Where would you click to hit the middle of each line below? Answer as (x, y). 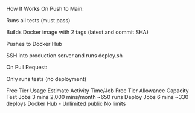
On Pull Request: (27, 67)
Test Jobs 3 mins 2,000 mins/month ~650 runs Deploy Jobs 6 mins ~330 (97, 97)
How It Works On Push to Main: (45, 9)
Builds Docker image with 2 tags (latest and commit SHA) (78, 32)
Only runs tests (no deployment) (46, 79)
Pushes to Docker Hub (34, 44)
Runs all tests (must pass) (38, 20)
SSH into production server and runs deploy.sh (64, 56)
